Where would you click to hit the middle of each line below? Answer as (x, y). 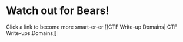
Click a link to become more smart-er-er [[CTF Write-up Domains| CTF (92, 27)
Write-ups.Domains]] (31, 33)
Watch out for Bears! (58, 11)
